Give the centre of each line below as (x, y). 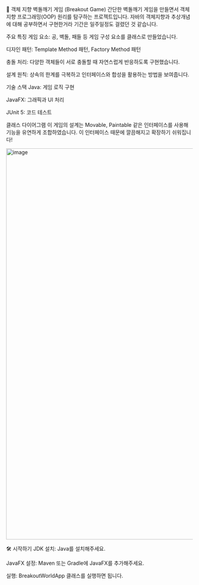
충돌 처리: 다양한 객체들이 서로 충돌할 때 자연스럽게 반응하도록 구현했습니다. (93, 62)
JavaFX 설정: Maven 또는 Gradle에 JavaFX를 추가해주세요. (75, 563)
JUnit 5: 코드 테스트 (29, 112)
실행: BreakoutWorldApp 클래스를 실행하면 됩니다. (65, 576)
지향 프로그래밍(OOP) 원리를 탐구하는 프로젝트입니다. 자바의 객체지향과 (88, 17)
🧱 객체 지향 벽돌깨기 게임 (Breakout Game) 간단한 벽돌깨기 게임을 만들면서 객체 (98, 9)
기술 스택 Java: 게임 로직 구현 (40, 87)
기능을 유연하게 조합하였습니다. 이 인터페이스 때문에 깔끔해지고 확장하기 (88, 132)
